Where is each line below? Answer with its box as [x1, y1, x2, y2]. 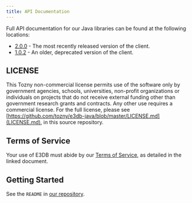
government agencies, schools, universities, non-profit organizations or [6, 88, 180, 95]
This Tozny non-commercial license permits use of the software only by [6, 81, 181, 88]
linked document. [6, 158, 48, 165]
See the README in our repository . [6, 191, 85, 198]
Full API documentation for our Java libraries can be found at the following [6, 25, 187, 32]
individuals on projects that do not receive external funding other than [6, 94, 176, 101]
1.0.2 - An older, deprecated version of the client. [14, 48, 134, 56]
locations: [6, 31, 30, 38]
